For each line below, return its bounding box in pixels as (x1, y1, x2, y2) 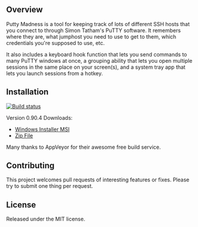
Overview (6, 5, 43, 15)
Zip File (14, 132, 33, 139)
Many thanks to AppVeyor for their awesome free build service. (6, 143, 161, 151)
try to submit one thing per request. (6, 183, 93, 190)
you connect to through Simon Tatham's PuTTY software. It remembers (6, 27, 181, 34)
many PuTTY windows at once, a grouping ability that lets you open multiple (6, 57, 193, 64)
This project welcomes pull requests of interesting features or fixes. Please (6, 176, 190, 183)
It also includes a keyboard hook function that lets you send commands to (6, 50, 187, 58)
